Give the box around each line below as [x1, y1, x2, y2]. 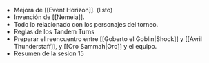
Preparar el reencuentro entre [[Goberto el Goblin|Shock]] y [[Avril [13, 35, 202, 43]
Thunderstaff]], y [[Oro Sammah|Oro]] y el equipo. [13, 42, 157, 50]
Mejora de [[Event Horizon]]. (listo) [13, 6, 113, 14]
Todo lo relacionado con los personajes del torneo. [13, 21, 159, 28]
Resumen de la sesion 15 [13, 49, 84, 58]
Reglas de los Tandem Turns [13, 27, 95, 36]
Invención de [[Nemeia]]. [13, 13, 85, 21]
